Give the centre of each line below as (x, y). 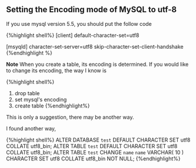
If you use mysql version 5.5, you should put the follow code (79, 23)
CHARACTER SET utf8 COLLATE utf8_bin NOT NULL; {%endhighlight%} (93, 159)
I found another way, (31, 128)
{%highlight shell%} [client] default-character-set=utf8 (73, 35)
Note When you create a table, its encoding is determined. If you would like (97, 64)
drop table (27, 93)
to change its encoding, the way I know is (57, 70)
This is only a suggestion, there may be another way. (70, 117)
